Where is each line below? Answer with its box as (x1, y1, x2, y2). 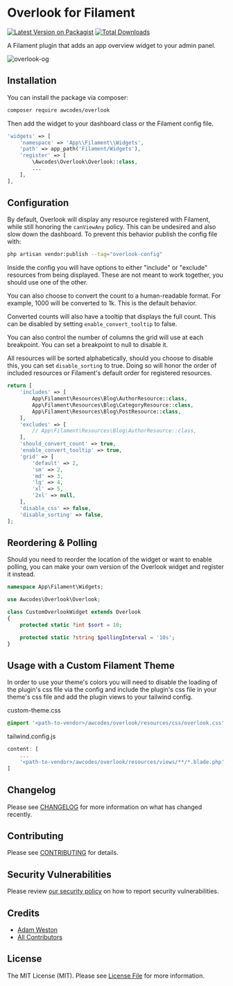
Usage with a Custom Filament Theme (7, 659, 175, 671)
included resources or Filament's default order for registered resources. (7, 369, 213, 377)
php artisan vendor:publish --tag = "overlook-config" (7, 251, 163, 258)
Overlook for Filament (7, 5, 135, 21)
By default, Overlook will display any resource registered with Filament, (7, 215, 210, 223)
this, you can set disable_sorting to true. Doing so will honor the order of (7, 362, 217, 370)
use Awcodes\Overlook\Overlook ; (7, 596, 101, 603)
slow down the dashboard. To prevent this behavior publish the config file (7, 230, 218, 239)
